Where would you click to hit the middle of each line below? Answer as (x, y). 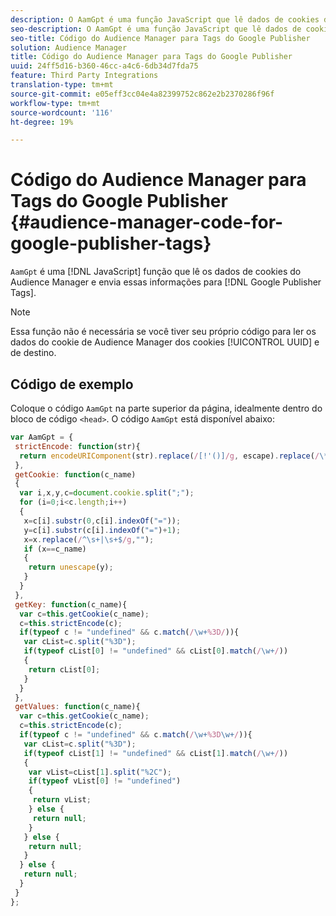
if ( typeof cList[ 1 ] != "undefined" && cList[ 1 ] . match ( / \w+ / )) (156, 753)
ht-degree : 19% (42, 122)
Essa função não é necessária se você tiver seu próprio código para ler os (163, 332)
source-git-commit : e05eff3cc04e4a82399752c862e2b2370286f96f (142, 94)
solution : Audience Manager (69, 47)
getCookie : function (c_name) (75, 474)
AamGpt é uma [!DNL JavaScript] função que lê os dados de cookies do (156, 272)
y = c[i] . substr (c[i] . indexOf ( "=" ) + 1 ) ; (102, 530)
